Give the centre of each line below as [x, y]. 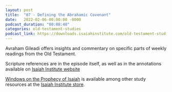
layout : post [19, 10]
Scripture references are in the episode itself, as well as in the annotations [83, 64]
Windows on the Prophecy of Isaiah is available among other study [76, 79]
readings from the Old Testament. [41, 54]
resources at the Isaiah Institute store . [45, 84]
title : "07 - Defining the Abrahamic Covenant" [58, 15]
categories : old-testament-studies [43, 29]
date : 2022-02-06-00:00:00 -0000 [43, 19]
